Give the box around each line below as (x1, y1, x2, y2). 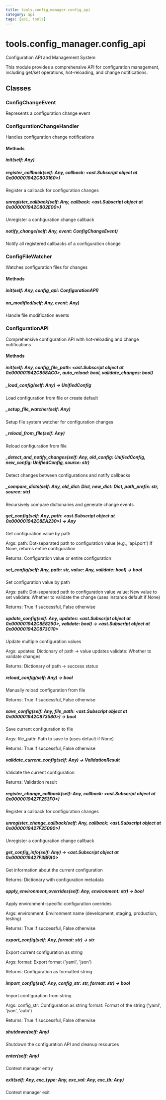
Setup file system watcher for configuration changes (5, 419, 114, 425)
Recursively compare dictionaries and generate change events (5, 501, 134, 507)
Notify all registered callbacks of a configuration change (5, 240, 121, 247)
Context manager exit (5, 1090, 50, 1096)
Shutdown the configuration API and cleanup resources (5, 1041, 119, 1048)
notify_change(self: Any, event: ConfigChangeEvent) (5, 228, 118, 234)
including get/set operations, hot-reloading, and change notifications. (5, 69, 148, 75)
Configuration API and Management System (5, 54, 96, 60)
